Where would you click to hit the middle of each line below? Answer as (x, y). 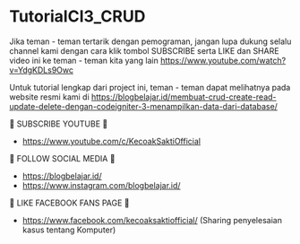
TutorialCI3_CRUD (77, 17)
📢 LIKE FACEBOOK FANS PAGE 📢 (69, 203)
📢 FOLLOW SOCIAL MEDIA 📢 (62, 158)
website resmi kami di (49, 97)
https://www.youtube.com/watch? (223, 60)
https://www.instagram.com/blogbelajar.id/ (101, 185)
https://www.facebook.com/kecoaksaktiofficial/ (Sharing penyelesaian (152, 220)
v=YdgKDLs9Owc (42, 70)
